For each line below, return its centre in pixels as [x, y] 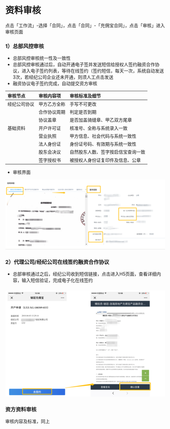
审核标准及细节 [85, 96]
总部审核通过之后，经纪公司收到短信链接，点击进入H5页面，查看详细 [84, 274]
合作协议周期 [52, 112]
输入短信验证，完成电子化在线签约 [57, 280]
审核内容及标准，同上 [27, 421]
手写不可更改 [83, 104]
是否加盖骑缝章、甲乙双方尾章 [101, 120]
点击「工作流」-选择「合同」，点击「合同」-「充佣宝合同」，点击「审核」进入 [85, 25]
